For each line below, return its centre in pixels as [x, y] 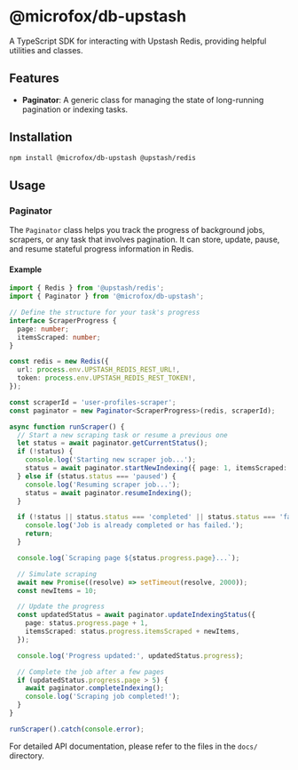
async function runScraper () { [67, 427]
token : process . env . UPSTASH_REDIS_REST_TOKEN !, [107, 378]
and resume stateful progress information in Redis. [102, 249]
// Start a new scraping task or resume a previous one [122, 435]
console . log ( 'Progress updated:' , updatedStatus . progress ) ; [130, 655]
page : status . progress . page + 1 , [87, 623]
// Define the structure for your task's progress [105, 313]
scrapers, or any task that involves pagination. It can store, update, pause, [145, 240]
